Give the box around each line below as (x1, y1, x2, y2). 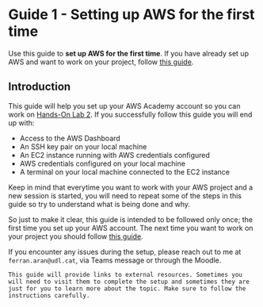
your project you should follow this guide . (8, 232, 144, 241)
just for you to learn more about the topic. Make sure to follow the (8, 284, 246, 293)
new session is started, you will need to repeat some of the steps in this (8, 190, 242, 200)
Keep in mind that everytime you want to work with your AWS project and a (8, 182, 253, 192)
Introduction (8, 80, 71, 94)
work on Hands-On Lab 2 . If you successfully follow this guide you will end (8, 109, 253, 119)
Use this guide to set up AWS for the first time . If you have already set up (8, 48, 250, 58)
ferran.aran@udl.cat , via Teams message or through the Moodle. (8, 255, 222, 265)
